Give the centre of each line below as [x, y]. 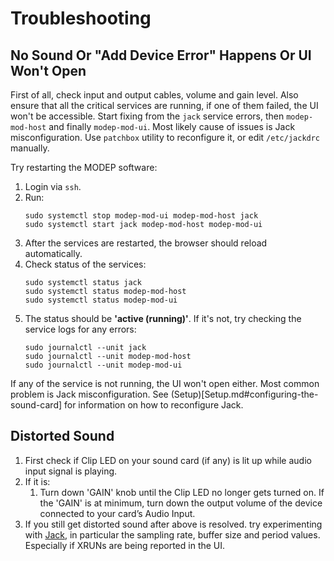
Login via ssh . [53, 186]
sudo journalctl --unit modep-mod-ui [103, 365]
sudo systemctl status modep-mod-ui [101, 300]
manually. [30, 148]
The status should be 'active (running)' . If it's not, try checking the [163, 318]
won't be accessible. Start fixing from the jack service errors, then [147, 116]
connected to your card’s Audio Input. [117, 513]
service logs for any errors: [80, 329]
